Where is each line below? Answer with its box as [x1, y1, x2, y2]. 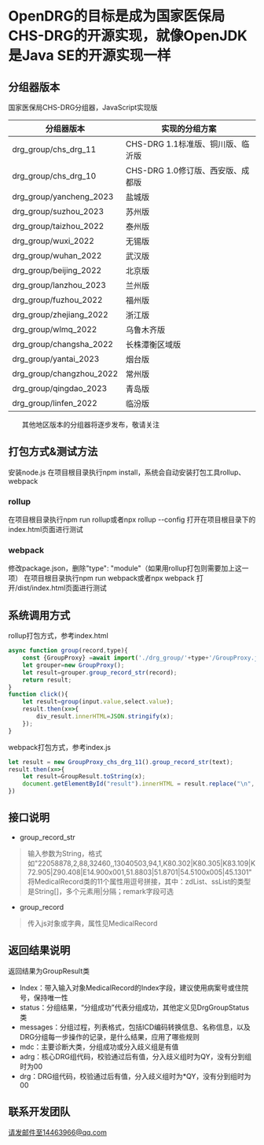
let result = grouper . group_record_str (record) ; [22, 668, 178, 677]
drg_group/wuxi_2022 [12, 235, 94, 246]
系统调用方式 [8, 608, 71, 622]
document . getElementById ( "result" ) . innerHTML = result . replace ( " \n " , [22, 780, 255, 788]
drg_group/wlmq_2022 [12, 324, 97, 334]
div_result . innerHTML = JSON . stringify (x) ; [36, 713, 174, 721]
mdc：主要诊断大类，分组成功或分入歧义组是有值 [19, 1042, 179, 1051]
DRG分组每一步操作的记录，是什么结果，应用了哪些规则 [19, 1032, 200, 1041]
